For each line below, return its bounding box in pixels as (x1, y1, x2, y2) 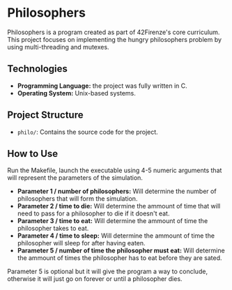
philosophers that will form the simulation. (17, 194, 138, 203)
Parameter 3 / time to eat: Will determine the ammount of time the (17, 217, 208, 225)
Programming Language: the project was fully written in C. (17, 82, 188, 90)
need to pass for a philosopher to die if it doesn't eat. (17, 209, 170, 217)
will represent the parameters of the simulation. (7, 174, 143, 182)
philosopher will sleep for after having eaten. (17, 239, 146, 247)
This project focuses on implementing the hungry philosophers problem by (7, 35, 222, 43)
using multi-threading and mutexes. (7, 43, 109, 51)
